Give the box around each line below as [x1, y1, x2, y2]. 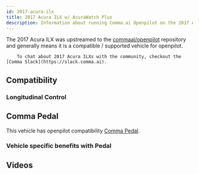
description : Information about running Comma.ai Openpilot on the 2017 [6, 20, 190, 26]
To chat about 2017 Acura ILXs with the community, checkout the [17, 54, 182, 60]
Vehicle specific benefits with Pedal [6, 142, 111, 150]
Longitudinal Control [6, 93, 67, 101]
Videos [6, 160, 33, 170]
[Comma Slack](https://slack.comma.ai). [6, 59, 108, 65]
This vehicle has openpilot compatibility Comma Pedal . [6, 127, 140, 134]
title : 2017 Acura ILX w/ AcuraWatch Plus [6, 14, 113, 20]
